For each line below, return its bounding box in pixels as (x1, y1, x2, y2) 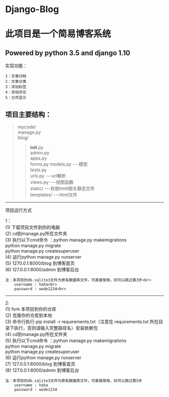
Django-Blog (5, 4, 59, 15)
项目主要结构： (5, 110, 52, 119)
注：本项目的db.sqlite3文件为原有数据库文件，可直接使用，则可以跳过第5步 (5, 378, 142, 383)
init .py (30, 144, 44, 150)
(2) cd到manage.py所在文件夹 (5, 231, 67, 236)
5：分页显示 (5, 95, 27, 101)
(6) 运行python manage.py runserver (5, 355, 81, 361)
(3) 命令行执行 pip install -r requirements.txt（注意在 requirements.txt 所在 (5, 319, 159, 324)
